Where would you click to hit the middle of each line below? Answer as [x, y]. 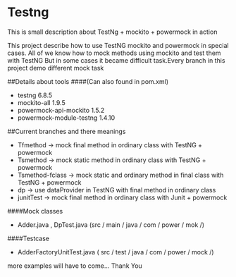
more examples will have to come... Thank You [75, 266]
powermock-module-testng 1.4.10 [66, 118]
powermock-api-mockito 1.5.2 [61, 110]
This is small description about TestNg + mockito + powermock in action [112, 32]
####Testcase [28, 238]
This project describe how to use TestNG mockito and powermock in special [118, 45]
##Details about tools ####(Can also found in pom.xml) [88, 81]
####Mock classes [35, 211]
